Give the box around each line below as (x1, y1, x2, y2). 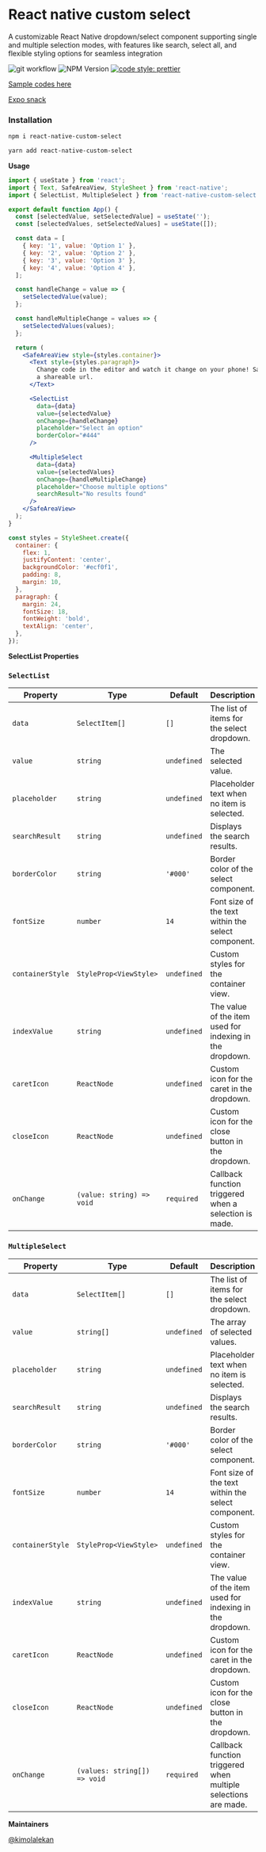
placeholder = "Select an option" (36, 424, 144, 433)
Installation (8, 114, 53, 125)
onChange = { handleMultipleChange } (36, 475, 147, 483)
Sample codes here (8, 79, 72, 89)
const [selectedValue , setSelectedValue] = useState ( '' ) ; (15, 212, 211, 221)
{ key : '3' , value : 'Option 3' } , (22, 256, 136, 265)
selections (209, 1789, 249, 1800)
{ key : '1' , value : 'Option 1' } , (22, 242, 136, 250)
